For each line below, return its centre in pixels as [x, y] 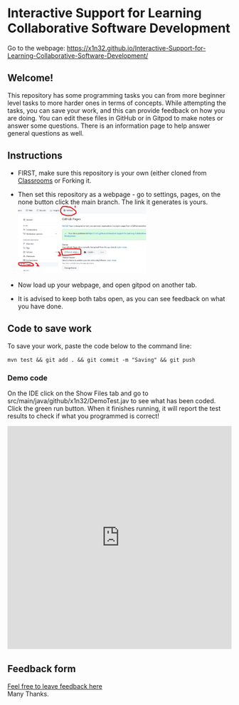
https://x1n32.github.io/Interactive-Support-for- [136, 48]
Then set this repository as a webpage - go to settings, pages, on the [119, 194]
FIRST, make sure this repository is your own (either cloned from [112, 173]
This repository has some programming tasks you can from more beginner [116, 95]
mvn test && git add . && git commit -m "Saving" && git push [101, 360]
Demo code [28, 377]
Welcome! [30, 78]
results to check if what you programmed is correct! [84, 416]
